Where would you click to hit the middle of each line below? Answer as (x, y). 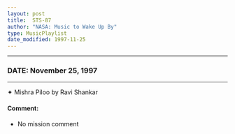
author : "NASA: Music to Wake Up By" (62, 27)
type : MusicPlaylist (37, 33)
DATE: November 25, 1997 (52, 70)
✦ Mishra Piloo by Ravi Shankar (52, 92)
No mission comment (48, 124)
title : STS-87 (29, 20)
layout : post (26, 14)
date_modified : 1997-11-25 (47, 40)
